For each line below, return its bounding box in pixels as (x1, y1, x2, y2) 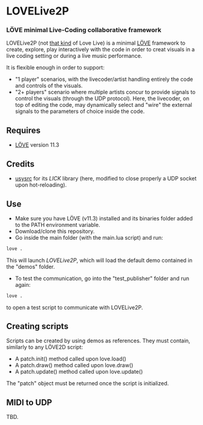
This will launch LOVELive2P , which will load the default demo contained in (6, 257, 193, 264)
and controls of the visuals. (14, 82, 83, 89)
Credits (6, 159, 35, 169)
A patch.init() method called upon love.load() (14, 355, 127, 363)
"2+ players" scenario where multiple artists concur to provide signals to (14, 89, 196, 96)
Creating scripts (6, 321, 69, 331)
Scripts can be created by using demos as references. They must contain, (6, 337, 190, 345)
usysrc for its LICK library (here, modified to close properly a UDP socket (14, 175, 197, 182)
